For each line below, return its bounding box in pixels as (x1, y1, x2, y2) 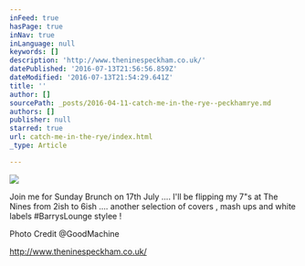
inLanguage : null (9, 38, 76, 48)
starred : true (9, 124, 64, 133)
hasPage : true (9, 22, 64, 31)
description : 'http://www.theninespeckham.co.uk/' (9, 56, 206, 65)
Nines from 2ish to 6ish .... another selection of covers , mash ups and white (9, 200, 297, 211)
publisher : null (9, 115, 71, 124)
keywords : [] (9, 48, 59, 57)
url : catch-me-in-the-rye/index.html (9, 133, 153, 142)
